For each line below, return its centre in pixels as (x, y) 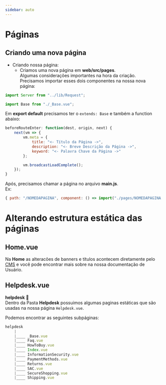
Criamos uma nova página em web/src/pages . (68, 70)
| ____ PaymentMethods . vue (41, 359)
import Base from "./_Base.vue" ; (40, 104)
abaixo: (13, 119)
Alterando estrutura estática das (74, 218)
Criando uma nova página (46, 53)
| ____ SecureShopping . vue (41, 373)
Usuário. (14, 270)
